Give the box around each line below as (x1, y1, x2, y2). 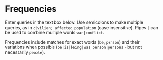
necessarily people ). (5, 49, 45, 55)
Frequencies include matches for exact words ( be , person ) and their (5, 39, 140, 45)
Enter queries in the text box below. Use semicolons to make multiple (5, 19, 144, 25)
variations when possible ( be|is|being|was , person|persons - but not (5, 44, 142, 50)
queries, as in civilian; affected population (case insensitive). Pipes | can (5, 24, 158, 30)
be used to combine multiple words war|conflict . (5, 30, 105, 35)
